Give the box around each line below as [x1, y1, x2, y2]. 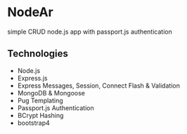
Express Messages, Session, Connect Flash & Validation [17, 81, 181, 90]
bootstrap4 [17, 119, 51, 127]
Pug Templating [17, 96, 63, 105]
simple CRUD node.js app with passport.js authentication [7, 27, 172, 36]
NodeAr [7, 4, 54, 20]
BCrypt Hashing [17, 111, 64, 119]
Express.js [17, 74, 48, 82]
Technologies [7, 48, 69, 60]
